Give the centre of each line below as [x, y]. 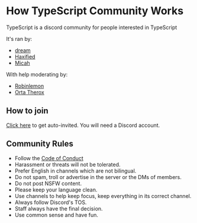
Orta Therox [29, 92]
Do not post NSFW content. [48, 183]
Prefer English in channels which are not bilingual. [75, 171]
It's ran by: [19, 39]
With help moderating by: [37, 74]
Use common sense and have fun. [56, 215]
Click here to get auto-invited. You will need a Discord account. [83, 125]
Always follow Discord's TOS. [51, 202]
